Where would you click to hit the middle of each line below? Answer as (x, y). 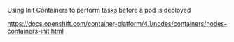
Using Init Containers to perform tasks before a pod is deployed (99, 10)
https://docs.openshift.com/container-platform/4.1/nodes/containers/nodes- (117, 23)
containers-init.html (36, 31)
